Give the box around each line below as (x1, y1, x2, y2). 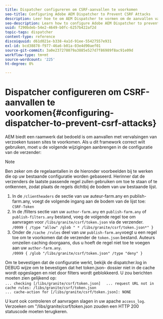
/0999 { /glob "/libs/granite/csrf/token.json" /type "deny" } (12, 251, 143, 256)
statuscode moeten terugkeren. (5, 309, 68, 315)
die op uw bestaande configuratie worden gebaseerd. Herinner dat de (5, 173, 145, 179)
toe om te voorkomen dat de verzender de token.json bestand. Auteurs (12, 235, 155, 241)
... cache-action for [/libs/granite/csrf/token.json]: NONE (5, 290, 131, 295)
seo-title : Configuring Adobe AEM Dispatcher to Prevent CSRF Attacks (5, 12, 151, 17)
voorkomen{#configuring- (5, 108, 114, 118)
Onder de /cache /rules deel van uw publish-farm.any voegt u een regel (12, 229, 157, 235)
